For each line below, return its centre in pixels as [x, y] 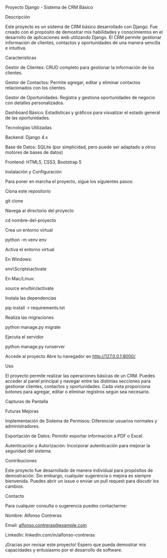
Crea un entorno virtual [29, 230]
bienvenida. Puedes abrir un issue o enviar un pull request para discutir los [82, 481]
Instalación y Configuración [33, 172]
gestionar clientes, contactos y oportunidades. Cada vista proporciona [78, 386]
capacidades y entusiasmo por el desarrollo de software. [64, 550]
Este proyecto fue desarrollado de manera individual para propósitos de [79, 470]
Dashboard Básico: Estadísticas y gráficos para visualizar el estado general [83, 113]
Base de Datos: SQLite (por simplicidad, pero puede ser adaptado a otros [80, 147]
